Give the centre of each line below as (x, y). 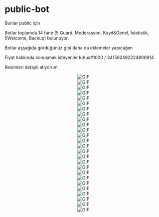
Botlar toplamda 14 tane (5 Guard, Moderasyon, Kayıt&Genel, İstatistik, (77, 32)
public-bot (27, 9)
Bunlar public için (22, 23)
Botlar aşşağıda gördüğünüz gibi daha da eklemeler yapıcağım (69, 47)
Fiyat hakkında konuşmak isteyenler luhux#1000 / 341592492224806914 (79, 57)
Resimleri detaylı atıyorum (31, 67)
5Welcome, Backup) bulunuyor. (37, 38)
